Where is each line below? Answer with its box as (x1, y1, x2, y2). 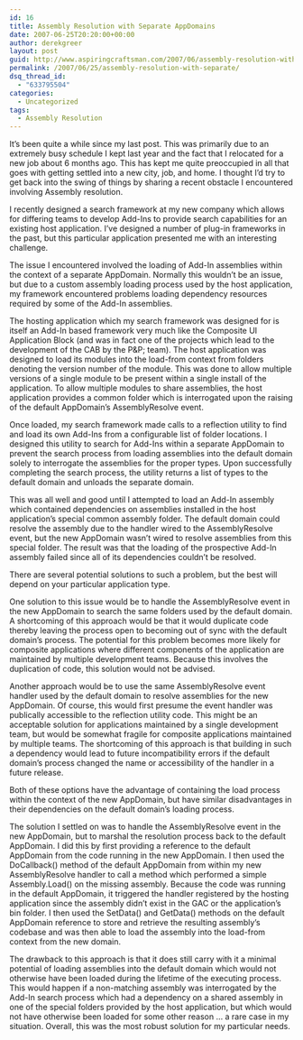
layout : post (9, 47, 59, 56)
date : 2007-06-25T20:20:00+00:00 (9, 30, 135, 39)
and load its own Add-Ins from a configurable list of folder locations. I (9, 429, 268, 440)
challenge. (9, 243, 49, 253)
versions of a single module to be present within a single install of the (9, 373, 267, 384)
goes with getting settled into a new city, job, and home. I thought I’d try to (9, 168, 286, 179)
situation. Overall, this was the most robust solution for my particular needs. (9, 1021, 291, 1032)
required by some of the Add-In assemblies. (9, 299, 173, 309)
